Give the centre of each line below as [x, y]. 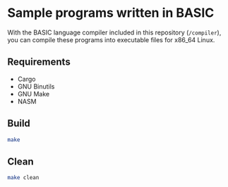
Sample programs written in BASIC [111, 13]
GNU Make [34, 93]
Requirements [39, 62]
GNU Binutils [36, 86]
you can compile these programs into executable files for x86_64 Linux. [111, 39]
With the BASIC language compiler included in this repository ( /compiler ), [114, 32]
